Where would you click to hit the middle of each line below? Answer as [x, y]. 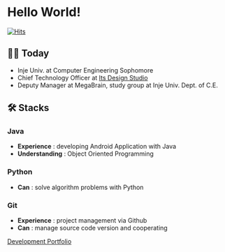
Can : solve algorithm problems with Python [80, 187]
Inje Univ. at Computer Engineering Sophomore [85, 70]
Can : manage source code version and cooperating [92, 228]
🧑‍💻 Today [28, 53]
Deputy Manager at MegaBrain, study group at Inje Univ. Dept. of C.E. [118, 85]
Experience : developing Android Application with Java [97, 147]
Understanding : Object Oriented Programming [85, 154]
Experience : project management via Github [82, 221]
